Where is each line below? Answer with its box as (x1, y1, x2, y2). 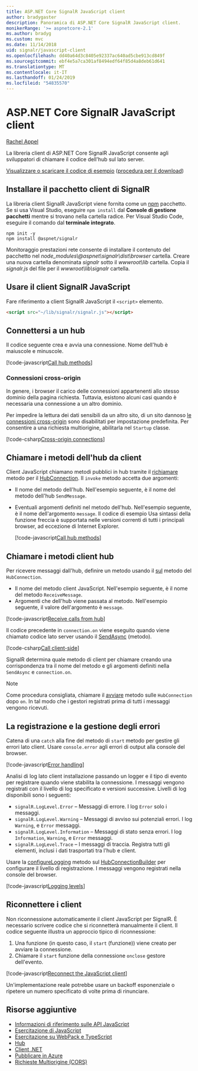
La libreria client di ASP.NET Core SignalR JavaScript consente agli (6, 149, 169, 156)
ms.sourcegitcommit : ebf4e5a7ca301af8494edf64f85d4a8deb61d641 (6, 58, 165, 64)
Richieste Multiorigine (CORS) (14, 1058, 87, 1065)
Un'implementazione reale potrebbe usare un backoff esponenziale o (6, 981, 175, 988)
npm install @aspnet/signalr (6, 235, 78, 242)
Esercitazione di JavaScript (14, 1027, 82, 1034)
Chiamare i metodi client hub (6, 551, 114, 562)
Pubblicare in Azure (14, 1052, 63, 1059)
